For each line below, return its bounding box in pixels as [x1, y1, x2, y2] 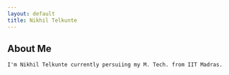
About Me [7, 43, 52, 55]
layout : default [7, 10, 55, 18]
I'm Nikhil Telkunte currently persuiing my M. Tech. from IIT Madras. [7, 61, 223, 69]
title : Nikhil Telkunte [7, 17, 78, 24]
